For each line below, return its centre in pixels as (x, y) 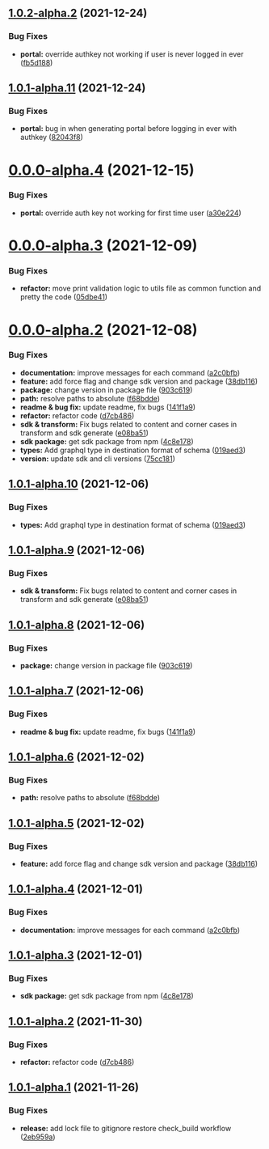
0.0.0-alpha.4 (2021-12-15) (102, 170)
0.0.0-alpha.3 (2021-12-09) (103, 246)
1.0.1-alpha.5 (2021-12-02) (77, 823)
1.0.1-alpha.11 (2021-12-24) (77, 88)
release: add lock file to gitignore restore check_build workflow (126, 1128)
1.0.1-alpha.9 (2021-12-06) (77, 550)
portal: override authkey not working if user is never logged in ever (132, 54)
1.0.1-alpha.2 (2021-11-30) (76, 1022)
